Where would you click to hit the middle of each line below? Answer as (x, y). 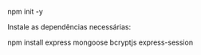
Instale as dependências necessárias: (69, 27)
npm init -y (25, 12)
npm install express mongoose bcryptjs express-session (100, 42)
